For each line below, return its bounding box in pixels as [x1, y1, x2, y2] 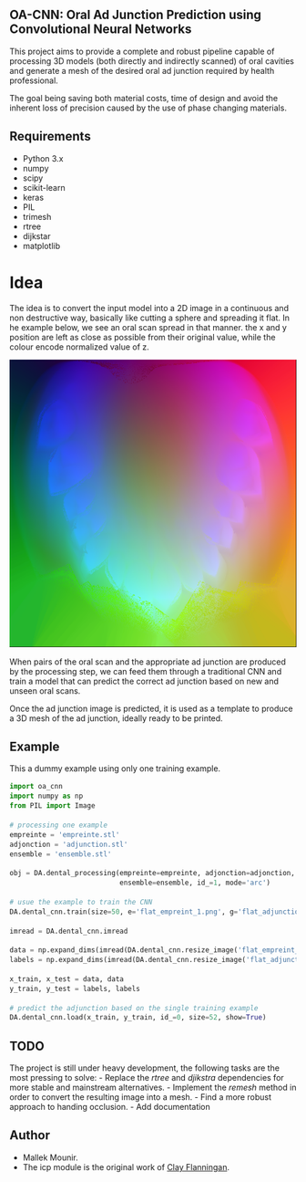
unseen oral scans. [9, 685, 81, 696]
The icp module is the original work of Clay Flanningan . [22, 1161, 230, 1172]
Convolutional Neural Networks [9, 22, 192, 37]
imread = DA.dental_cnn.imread [9, 926, 128, 936]
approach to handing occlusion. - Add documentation [9, 1102, 211, 1113]
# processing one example [9, 821, 107, 830]
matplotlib [22, 240, 61, 251]
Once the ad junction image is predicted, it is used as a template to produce [9, 703, 293, 714]
